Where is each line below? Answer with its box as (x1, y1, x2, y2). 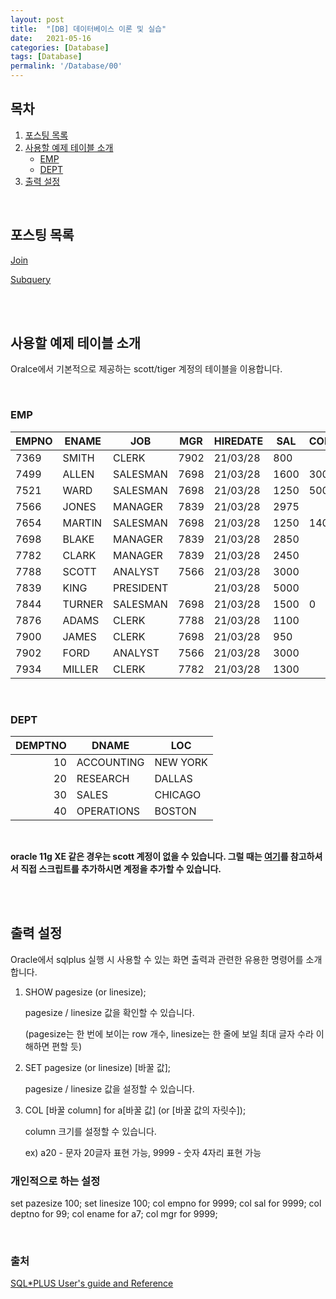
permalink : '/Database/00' (10, 61, 123, 71)
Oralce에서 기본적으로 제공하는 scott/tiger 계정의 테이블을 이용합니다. (10, 363, 283, 375)
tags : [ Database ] (10, 52, 83, 62)
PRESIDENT (113, 581, 169, 595)
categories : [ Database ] (10, 42, 110, 53)
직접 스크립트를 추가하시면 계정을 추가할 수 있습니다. (20, 863, 222, 875)
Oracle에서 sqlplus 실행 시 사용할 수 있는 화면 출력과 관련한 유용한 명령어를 (10, 953, 304, 965)
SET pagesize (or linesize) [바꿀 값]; (24, 1061, 172, 1073)
